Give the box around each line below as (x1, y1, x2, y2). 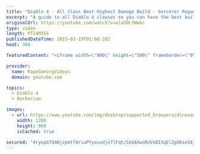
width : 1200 (17, 117, 46, 123)
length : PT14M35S (6, 31, 49, 37)
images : (6, 107, 26, 113)
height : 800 (17, 123, 46, 129)
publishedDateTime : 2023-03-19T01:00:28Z (6, 36, 111, 42)
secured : (6, 139, 28, 145)
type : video (6, 25, 36, 31)
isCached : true (17, 129, 55, 134)
